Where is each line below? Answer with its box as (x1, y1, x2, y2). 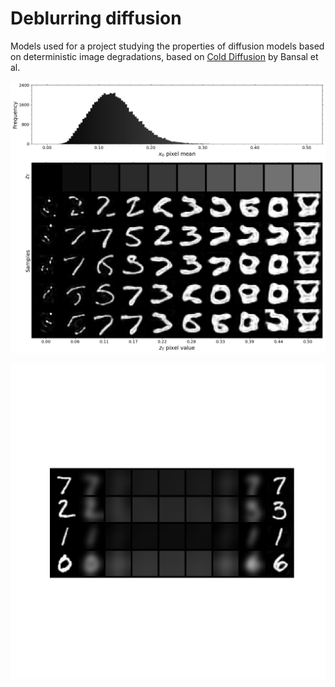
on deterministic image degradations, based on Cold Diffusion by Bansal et (10, 50, 319, 62)
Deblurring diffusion (10, 7, 182, 30)
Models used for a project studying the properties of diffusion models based (10, 40, 325, 52)
